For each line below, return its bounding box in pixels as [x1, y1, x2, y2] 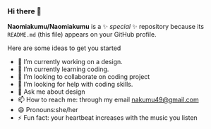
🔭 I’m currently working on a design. [17, 58, 123, 66]
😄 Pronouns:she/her [17, 106, 78, 114]
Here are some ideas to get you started [7, 44, 121, 52]
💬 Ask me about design [17, 87, 85, 96]
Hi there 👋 [7, 6, 42, 16]
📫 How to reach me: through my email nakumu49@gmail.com [17, 95, 199, 104]
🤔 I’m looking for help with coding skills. [17, 80, 133, 89]
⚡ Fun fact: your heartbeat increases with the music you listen [17, 113, 198, 122]
